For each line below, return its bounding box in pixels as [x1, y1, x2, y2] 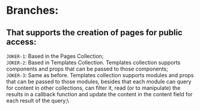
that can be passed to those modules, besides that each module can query [6, 78, 192, 85]
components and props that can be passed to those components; [6, 65, 168, 72]
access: [6, 36, 37, 47]
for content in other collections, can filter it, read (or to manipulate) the [6, 84, 181, 91]
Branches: [6, 4, 59, 17]
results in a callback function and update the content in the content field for [6, 91, 193, 97]
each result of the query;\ [6, 97, 69, 104]
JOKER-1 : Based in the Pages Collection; [6, 53, 104, 60]
